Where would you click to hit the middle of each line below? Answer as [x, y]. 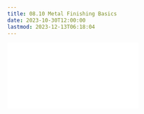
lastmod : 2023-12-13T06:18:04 [51, 27]
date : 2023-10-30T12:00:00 [46, 20]
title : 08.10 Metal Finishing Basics [62, 14]
